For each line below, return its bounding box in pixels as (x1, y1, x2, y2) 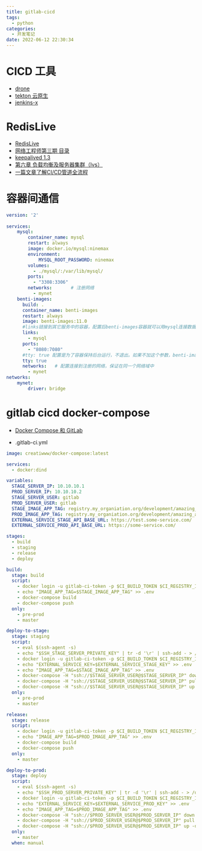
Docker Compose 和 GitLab (14, 426, 83, 434)
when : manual (11, 840, 44, 846)
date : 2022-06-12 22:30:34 (6, 37, 74, 43)
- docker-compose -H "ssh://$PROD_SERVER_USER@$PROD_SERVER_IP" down (17, 812, 195, 818)
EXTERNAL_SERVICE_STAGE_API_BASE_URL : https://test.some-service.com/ (11, 517, 192, 523)
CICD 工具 (6, 64, 57, 78)
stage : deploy (11, 773, 47, 779)
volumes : (28, 263, 50, 269)
